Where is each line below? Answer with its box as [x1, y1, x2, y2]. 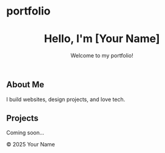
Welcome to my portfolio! [70, 52, 133, 59]
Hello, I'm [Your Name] [44, 32, 160, 46]
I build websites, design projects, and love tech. [6, 96, 126, 103]
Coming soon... [6, 129, 44, 137]
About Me [6, 80, 44, 90]
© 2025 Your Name [6, 141, 56, 148]
